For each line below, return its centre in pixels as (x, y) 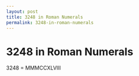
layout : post (22, 11)
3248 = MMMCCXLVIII (33, 68)
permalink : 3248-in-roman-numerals (50, 22)
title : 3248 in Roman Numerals (45, 17)
